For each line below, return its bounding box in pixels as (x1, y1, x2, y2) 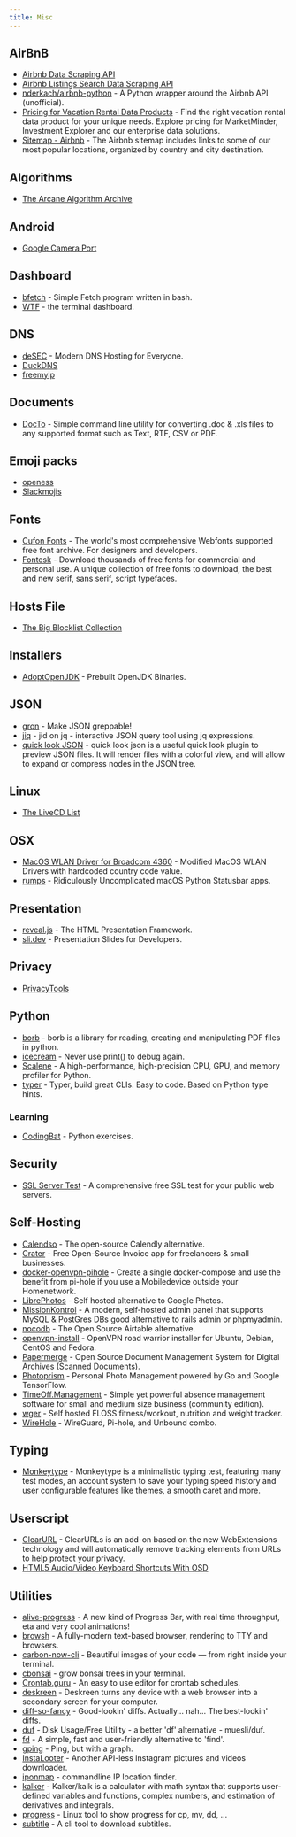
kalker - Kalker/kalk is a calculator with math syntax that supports (21, 1780, 261, 1791)
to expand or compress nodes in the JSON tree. (21, 758, 196, 768)
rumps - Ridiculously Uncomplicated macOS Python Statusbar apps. (21, 876, 271, 886)
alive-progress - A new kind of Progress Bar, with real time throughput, (21, 1611, 280, 1622)
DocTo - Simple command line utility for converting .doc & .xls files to (21, 418, 274, 429)
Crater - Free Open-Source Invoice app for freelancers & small (21, 1247, 250, 1258)
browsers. (21, 1640, 59, 1650)
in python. (21, 1041, 59, 1052)
